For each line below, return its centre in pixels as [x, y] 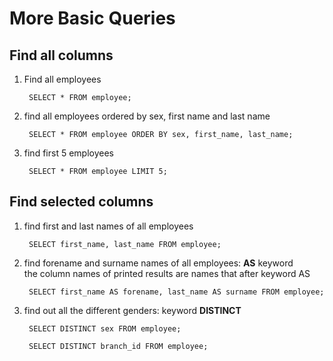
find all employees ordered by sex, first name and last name [147, 116]
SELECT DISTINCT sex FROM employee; [105, 328]
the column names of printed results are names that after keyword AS [167, 273]
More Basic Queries [92, 18]
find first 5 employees [68, 153]
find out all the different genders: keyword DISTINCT [132, 310]
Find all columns [61, 55]
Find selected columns [81, 202]
